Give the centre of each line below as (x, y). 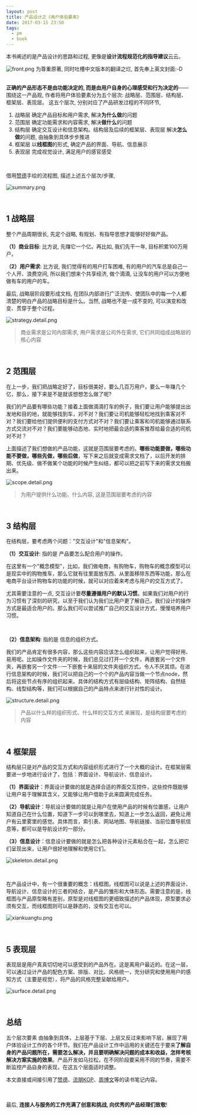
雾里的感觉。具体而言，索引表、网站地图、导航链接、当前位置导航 (106, 822)
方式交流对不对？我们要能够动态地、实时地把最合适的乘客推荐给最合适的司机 (98, 428)
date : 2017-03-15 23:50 (35, 22)
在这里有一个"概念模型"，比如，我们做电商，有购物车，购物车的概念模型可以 (98, 566)
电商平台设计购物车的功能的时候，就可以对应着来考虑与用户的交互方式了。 (96, 581)
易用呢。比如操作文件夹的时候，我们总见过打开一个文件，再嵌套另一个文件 (96, 659)
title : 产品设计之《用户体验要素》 (44, 17)
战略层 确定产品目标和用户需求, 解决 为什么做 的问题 (76, 115)
